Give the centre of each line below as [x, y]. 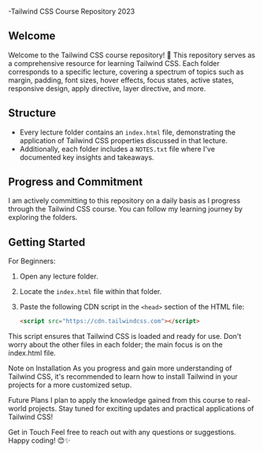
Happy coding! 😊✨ [39, 440]
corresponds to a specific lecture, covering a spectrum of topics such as [126, 72]
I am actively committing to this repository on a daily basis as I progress [124, 201]
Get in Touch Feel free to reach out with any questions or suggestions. [122, 433]
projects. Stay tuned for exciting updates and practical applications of [141, 409]
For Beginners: [32, 261]
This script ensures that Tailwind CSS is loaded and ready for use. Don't [125, 337]
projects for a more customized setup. [70, 385]
